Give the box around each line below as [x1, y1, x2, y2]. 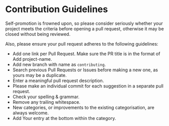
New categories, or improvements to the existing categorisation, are [12, 104, 154, 110]
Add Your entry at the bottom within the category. [12, 115, 116, 121]
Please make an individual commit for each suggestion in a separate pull [12, 82, 163, 89]
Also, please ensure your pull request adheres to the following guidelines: [5, 40, 158, 47]
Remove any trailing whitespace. [12, 99, 81, 105]
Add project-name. [12, 56, 52, 62]
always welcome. [12, 110, 49, 116]
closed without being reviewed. [5, 31, 71, 37]
